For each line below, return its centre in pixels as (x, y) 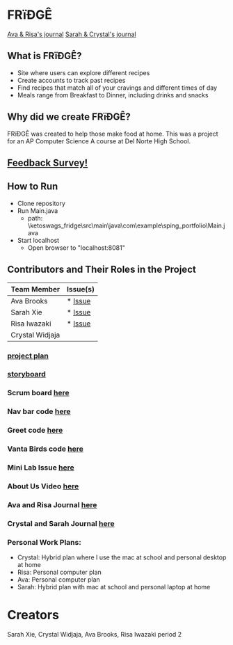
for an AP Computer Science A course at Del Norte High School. (99, 141)
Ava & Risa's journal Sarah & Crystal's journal (72, 34)
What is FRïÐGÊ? (45, 56)
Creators (33, 615)
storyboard (27, 374)
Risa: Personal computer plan (59, 572)
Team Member (35, 289)
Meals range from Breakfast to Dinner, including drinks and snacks (113, 95)
